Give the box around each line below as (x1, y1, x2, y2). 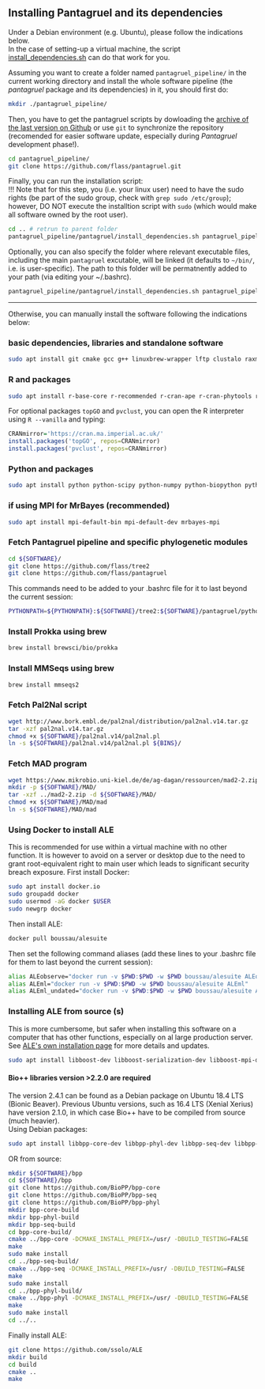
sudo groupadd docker (8, 890, 80, 899)
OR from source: (8, 1154, 62, 1164)
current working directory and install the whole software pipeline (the (8, 76, 233, 85)
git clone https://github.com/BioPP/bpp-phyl (8, 1198, 160, 1207)
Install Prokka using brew (8, 626, 107, 638)
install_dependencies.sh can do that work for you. (8, 52, 170, 62)
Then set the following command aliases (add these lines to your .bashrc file (8, 948, 256, 958)
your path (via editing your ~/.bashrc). (8, 272, 132, 282)
